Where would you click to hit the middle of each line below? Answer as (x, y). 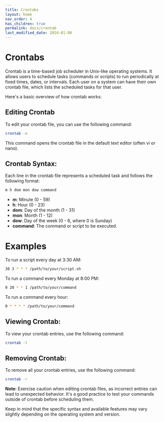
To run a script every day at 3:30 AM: (43, 260)
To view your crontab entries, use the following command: (65, 334)
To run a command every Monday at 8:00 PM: (52, 278)
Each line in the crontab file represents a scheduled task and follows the (79, 176)
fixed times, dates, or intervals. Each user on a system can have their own (81, 82)
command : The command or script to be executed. (65, 226)
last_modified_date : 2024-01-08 (39, 33)
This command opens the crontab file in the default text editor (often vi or (80, 143)
